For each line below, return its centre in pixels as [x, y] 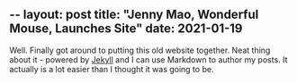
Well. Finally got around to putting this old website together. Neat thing [140, 50]
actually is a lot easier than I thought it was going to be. [112, 69]
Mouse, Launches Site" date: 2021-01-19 [126, 29]
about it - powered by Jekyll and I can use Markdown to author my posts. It [148, 59]
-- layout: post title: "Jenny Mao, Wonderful [134, 15]
